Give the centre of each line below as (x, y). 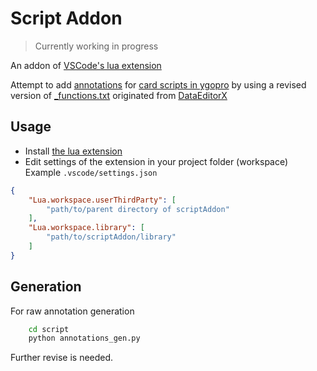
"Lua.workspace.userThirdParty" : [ (102, 200)
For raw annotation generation (72, 311)
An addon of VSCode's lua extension (86, 65)
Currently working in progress (96, 46)
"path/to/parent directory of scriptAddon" (138, 209)
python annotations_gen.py (84, 338)
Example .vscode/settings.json (91, 172)
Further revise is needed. (62, 358)
